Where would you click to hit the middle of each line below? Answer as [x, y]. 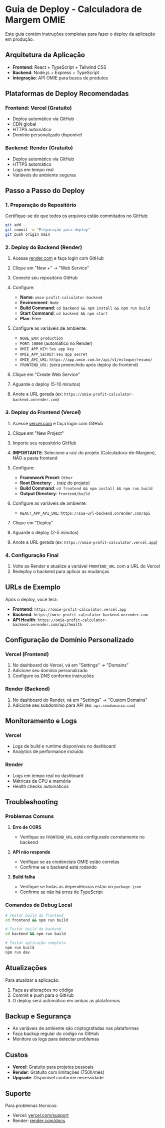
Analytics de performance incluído [48, 751]
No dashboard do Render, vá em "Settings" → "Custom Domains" [80, 700]
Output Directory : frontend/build [55, 493]
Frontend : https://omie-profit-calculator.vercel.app [69, 609]
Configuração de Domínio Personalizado [69, 640]
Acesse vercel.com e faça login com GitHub [58, 423]
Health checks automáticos [40, 786]
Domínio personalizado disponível [47, 135]
